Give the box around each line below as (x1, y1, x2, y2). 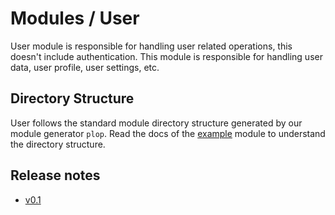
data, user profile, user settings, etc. (10, 61, 160, 73)
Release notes (10, 167, 101, 184)
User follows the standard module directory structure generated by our (10, 117, 303, 129)
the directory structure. (10, 138, 106, 150)
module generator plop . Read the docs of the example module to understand (10, 127, 326, 139)
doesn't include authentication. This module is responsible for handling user (10, 50, 323, 62)
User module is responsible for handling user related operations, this (10, 40, 293, 52)
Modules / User (10, 7, 140, 30)
